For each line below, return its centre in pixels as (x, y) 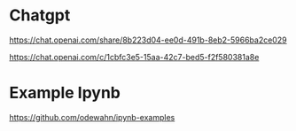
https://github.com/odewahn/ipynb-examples (92, 117)
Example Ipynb (65, 93)
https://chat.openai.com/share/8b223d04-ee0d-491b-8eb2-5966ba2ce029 (148, 40)
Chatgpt (40, 15)
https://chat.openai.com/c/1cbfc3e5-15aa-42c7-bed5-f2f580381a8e (134, 57)
